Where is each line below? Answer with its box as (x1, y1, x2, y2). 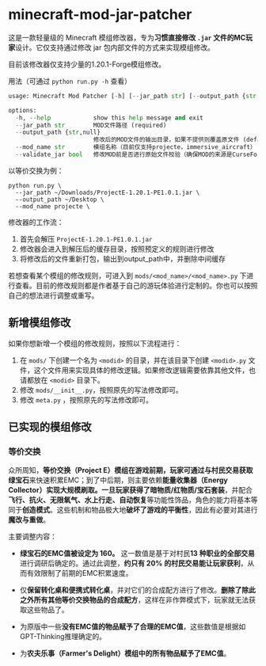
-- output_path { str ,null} (15, 128, 101, 136)
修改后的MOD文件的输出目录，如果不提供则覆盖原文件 (93, 136, 240, 144)
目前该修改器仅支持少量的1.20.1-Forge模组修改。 (8, 59, 166, 69)
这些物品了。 (26, 605, 69, 615)
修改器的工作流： (8, 217, 64, 226)
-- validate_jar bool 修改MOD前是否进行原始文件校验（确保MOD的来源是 (15, 150, 233, 159)
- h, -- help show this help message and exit (15, 113, 203, 122)
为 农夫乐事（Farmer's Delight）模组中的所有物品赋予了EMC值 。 (19, 649, 231, 658)
